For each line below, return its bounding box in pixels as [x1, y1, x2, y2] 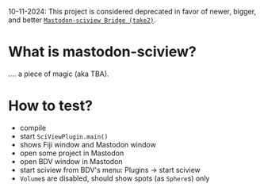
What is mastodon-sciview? [8, 43, 197, 61]
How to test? [8, 97, 94, 115]
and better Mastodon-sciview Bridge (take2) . [8, 15, 156, 25]
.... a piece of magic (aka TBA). [8, 69, 109, 78]
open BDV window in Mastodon [19, 156, 123, 166]
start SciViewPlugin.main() [19, 131, 109, 141]
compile [19, 123, 46, 132]
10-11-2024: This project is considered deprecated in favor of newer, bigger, [8, 7, 256, 16]
